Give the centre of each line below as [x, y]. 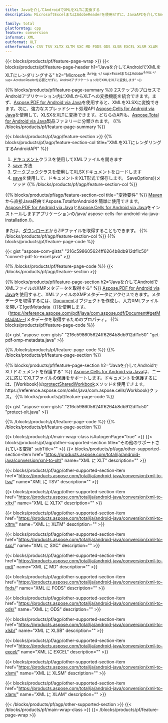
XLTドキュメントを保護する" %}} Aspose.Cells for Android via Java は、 [79, 372]
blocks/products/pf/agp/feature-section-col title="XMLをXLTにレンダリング [83, 143]
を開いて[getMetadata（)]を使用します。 [47, 307]
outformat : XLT [21, 42]
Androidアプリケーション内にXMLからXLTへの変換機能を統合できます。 [79, 96]
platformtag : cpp [23, 28]
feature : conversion [27, 33]
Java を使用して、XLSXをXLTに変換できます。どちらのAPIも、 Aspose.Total [82, 115]
